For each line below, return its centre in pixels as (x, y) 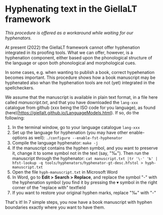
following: (15, 118)
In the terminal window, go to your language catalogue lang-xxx (76, 127)
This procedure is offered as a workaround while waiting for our (69, 33)
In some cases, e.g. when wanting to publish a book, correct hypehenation (80, 72)
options (20, 138)
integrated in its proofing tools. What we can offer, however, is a (69, 53)
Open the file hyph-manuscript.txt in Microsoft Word (65, 172)
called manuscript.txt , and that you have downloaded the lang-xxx (72, 102)
